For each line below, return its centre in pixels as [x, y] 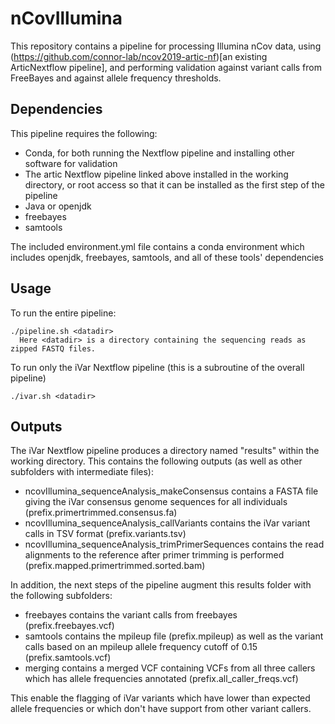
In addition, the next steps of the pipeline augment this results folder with [161, 585]
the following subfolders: [61, 596]
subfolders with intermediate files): [82, 472]
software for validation [71, 163]
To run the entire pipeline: [63, 313]
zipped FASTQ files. [53, 348]
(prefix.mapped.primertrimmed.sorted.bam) [115, 566]
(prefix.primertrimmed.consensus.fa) [101, 513]
